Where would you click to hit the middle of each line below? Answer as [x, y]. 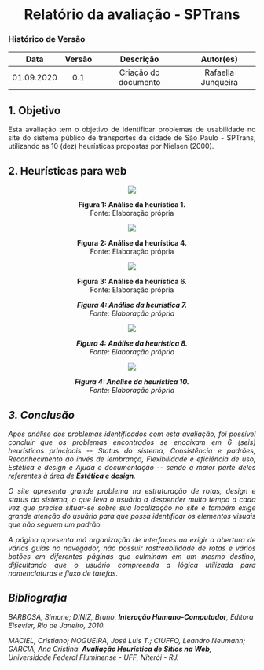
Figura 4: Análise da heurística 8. [132, 343]
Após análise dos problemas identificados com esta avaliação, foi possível [132, 434]
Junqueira [219, 83]
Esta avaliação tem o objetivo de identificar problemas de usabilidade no [132, 130]
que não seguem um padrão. [55, 524]
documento [139, 83]
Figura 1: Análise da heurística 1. [132, 205]
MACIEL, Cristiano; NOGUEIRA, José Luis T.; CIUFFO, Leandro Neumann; [127, 640]
